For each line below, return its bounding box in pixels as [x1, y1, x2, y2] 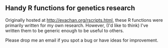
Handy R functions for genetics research [5, 4, 135, 12]
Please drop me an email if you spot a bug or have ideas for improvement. [5, 37, 158, 43]
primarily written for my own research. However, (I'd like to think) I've [5, 22, 148, 28]
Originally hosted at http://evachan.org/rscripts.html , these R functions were [5, 17, 163, 23]
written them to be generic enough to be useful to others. [5, 27, 124, 34]
